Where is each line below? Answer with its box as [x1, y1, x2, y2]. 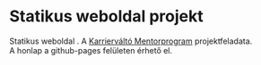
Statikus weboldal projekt [9, 6, 204, 27]
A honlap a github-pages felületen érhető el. [9, 45, 173, 55]
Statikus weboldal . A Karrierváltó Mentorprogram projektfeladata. [9, 36, 253, 46]
